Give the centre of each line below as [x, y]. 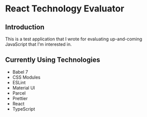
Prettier [20, 98]
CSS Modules [26, 77]
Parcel [19, 93]
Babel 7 [20, 72]
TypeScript [24, 109]
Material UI [24, 88]
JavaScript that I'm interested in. [39, 44]
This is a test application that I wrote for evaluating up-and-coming [74, 39]
